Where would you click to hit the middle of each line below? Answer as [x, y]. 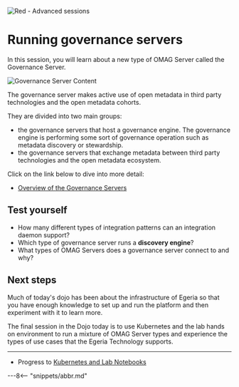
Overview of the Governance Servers [72, 187]
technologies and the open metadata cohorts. [74, 102]
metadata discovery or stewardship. [70, 145]
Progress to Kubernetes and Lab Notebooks [82, 362]
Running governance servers [95, 40]
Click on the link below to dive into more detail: [76, 174]
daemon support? [43, 234]
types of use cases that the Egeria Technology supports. [90, 341]
